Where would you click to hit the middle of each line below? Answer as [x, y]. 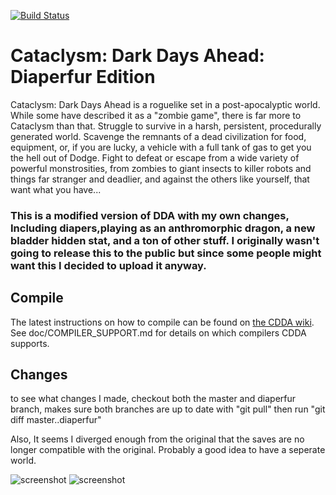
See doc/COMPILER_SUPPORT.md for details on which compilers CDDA [158, 332]
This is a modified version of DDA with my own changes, [150, 215]
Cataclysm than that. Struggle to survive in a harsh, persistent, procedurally [166, 126]
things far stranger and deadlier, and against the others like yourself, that [160, 179]
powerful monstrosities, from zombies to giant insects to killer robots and [161, 168]
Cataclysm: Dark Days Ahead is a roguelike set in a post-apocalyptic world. [165, 104]
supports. [30, 343]
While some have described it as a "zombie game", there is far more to [156, 115]
